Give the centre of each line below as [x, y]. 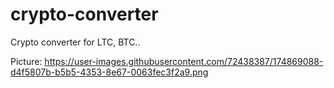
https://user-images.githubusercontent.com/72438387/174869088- [184, 61]
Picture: [26, 61]
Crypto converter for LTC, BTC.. [75, 42]
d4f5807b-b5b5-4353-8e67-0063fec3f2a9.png [109, 72]
